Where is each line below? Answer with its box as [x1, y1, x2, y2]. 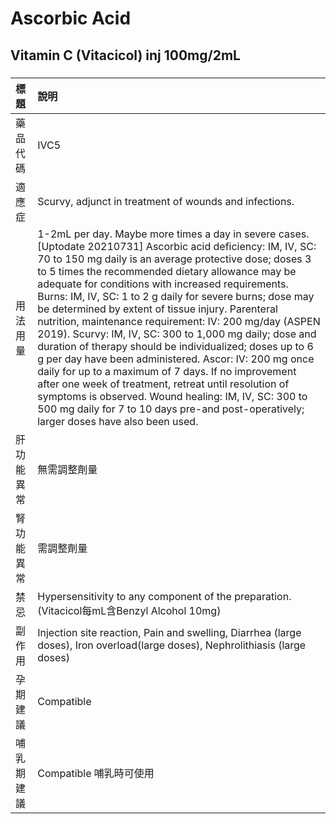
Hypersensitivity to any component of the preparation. [37, 589, 292, 603]
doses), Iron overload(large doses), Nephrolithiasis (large [37, 638, 307, 652]
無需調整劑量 [37, 462, 98, 476]
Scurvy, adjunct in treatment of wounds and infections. [37, 194, 295, 208]
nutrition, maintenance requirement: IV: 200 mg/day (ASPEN [37, 314, 321, 328]
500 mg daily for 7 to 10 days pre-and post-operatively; [37, 402, 305, 416]
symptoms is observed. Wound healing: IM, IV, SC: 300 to [37, 389, 308, 403]
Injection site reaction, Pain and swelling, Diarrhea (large [37, 625, 302, 639]
